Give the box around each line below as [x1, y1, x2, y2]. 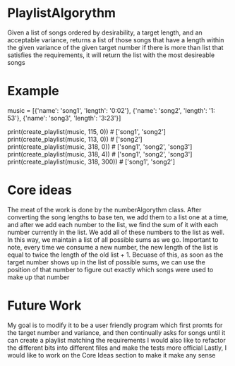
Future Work [7, 298, 82, 313]
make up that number [7, 273, 70, 281]
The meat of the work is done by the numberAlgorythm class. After [7, 205, 202, 214]
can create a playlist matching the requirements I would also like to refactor [7, 336, 226, 344]
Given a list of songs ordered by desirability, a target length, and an [7, 28, 203, 37]
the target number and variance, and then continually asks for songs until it [7, 328, 226, 336]
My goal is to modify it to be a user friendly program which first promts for [7, 321, 223, 329]
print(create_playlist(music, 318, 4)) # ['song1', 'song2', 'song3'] [7, 150, 193, 158]
